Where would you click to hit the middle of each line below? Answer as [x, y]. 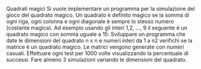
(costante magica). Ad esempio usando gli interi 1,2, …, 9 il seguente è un [97, 28]
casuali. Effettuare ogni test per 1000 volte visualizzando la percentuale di [97, 53]
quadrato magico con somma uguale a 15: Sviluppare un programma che [96, 34]
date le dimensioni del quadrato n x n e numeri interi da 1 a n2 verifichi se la [99, 40]
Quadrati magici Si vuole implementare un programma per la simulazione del [100, 9]
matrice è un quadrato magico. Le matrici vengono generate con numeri [95, 47]
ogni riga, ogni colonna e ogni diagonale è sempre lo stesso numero [90, 21]
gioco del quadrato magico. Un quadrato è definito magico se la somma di [98, 15]
